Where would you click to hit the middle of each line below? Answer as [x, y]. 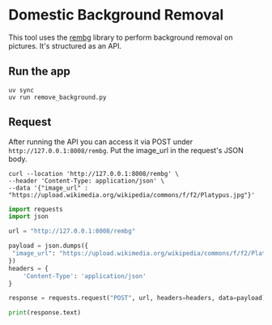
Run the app [39, 72]
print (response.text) [45, 313]
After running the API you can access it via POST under [100, 141]
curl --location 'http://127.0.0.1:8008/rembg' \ [94, 173]
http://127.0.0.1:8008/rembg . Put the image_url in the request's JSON [126, 150]
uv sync [21, 90]
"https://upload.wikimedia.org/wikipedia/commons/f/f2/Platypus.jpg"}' [132, 195]
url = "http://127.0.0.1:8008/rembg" [72, 231]
